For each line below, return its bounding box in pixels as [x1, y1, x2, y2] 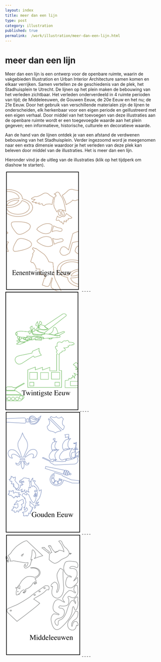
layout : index [5, 8, 34, 13]
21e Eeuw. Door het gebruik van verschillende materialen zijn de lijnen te [5, 102, 150, 108]
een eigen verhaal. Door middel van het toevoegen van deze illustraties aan [5, 112, 156, 118]
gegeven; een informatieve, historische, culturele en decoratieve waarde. [5, 122, 151, 128]
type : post [5, 18, 27, 23]
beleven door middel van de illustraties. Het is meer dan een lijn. [5, 147, 133, 153]
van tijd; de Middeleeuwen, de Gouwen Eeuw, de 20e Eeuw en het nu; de [5, 97, 151, 102]
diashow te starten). [5, 162, 45, 167]
